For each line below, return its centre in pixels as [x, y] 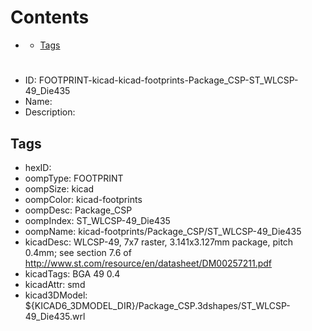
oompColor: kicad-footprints [83, 199]
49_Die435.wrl [55, 316]
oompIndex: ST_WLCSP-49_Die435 [97, 220]
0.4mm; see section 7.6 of [78, 252]
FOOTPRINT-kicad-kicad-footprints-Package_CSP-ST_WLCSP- [168, 80]
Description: [50, 112]
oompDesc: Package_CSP [78, 210]
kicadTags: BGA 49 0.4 [72, 273]
